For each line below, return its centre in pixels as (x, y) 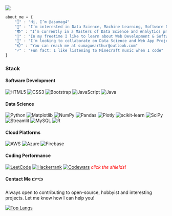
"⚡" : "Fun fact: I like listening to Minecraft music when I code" (89, 51)
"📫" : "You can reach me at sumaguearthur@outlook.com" (76, 46)
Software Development (30, 81)
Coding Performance (28, 155)
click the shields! (109, 167)
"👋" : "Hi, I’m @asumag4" (42, 22)
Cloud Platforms (23, 132)
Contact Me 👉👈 (24, 179)
